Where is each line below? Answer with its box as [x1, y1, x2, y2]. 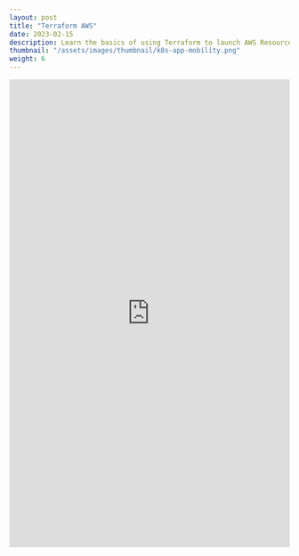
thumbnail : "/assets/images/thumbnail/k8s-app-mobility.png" [9, 46, 241, 55]
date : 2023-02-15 [9, 29, 74, 38]
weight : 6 [9, 54, 46, 63]
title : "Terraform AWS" [9, 21, 98, 30]
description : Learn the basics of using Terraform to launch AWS [9, 37, 256, 47]
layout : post [9, 12, 58, 22]
